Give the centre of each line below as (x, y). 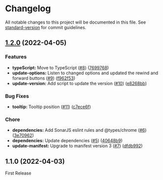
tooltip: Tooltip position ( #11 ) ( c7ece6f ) (52, 107)
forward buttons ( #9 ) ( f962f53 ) (44, 78)
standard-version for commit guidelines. (46, 27)
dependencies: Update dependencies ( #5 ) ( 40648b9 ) (67, 141)
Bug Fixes (17, 96)
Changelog (28, 9)
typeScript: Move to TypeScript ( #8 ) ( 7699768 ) (60, 67)
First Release (18, 173)
